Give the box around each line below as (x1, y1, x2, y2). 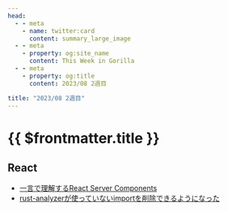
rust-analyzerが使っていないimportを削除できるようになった (19, 193, 220, 203)
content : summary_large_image (28, 34, 131, 43)
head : (7, 11, 26, 20)
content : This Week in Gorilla (28, 57, 135, 65)
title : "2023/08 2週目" (7, 94, 86, 102)
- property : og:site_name (22, 49, 110, 57)
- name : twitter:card (22, 27, 95, 35)
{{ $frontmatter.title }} (7, 129, 160, 147)
